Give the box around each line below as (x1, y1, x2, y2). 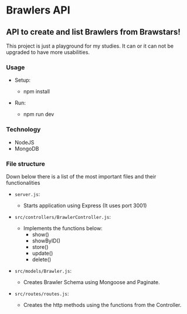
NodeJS (14, 139, 35, 146)
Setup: (14, 77, 31, 84)
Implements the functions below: (23, 224, 103, 232)
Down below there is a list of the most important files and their (6, 173, 157, 180)
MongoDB (14, 145, 39, 152)
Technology (6, 126, 41, 134)
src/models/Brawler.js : (14, 267, 72, 274)
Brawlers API (6, 4, 70, 17)
